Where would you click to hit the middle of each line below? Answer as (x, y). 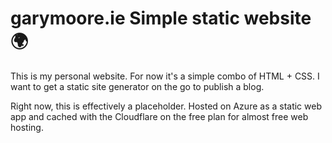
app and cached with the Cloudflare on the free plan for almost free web (159, 116)
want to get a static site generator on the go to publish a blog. (137, 86)
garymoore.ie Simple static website (161, 18)
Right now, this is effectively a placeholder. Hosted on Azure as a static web (166, 106)
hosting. (27, 127)
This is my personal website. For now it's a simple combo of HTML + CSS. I (165, 76)
